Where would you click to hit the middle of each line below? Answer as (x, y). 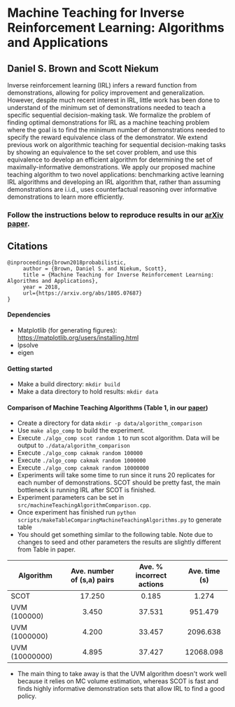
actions (151, 584)
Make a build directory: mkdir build (69, 384)
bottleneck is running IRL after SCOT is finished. (86, 490)
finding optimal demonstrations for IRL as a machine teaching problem (108, 122)
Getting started (30, 368)
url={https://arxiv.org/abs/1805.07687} (82, 293)
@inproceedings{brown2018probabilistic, (67, 262)
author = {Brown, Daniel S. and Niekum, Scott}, (95, 268)
